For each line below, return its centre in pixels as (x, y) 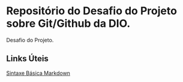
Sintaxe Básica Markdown (38, 73)
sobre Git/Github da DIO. (68, 23)
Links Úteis (28, 59)
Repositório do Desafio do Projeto (91, 11)
